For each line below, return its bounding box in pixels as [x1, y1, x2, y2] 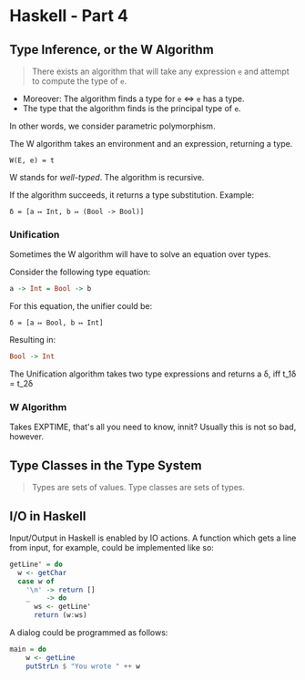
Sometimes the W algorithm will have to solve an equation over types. [9, 249, 271, 260]
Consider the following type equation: [9, 266, 151, 278]
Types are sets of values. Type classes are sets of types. [31, 482, 246, 493]
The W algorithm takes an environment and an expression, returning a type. [9, 139, 293, 149]
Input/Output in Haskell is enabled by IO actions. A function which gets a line [9, 532, 297, 543]
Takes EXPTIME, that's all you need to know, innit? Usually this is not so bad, [9, 421, 297, 433]
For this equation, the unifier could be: [9, 301, 153, 312]
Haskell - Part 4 [9, 5, 129, 26]
